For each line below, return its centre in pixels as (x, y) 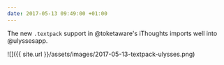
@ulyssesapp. (28, 40)
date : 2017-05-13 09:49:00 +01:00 (58, 13)
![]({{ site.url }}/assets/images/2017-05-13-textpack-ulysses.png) (101, 54)
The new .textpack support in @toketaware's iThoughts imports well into (112, 33)
